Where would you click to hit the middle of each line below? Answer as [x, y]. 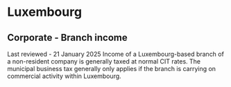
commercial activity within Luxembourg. [64, 76]
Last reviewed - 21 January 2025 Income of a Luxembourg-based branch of [115, 54]
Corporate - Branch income [67, 38]
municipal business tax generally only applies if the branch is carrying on [112, 69]
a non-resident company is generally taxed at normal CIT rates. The [104, 61]
